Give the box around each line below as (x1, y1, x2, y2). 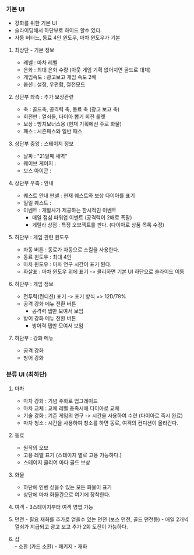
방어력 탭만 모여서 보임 (31, 322, 84, 329)
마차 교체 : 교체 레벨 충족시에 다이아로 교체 (23, 405, 120, 412)
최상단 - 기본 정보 (14, 47, 55, 54)
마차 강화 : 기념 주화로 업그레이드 (23, 397, 98, 404)
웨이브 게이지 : (23, 160, 57, 167)
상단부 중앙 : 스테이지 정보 (14, 140, 74, 147)
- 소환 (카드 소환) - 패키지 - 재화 (14, 543, 87, 550)
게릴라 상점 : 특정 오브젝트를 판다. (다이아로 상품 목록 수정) (31, 221, 165, 229)
